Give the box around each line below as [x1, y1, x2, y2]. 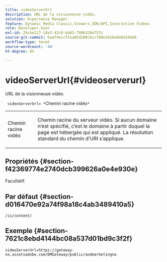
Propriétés [5, 157, 39, 165]
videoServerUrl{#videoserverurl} [5, 74, 147, 86]
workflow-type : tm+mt [5, 40, 50, 45]
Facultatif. [5, 178, 26, 184]
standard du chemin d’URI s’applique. [37, 135, 125, 142]
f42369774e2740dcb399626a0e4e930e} [5, 165, 138, 173]
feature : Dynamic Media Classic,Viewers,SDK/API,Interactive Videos [5, 21, 150, 26]
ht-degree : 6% [5, 49, 35, 54]
